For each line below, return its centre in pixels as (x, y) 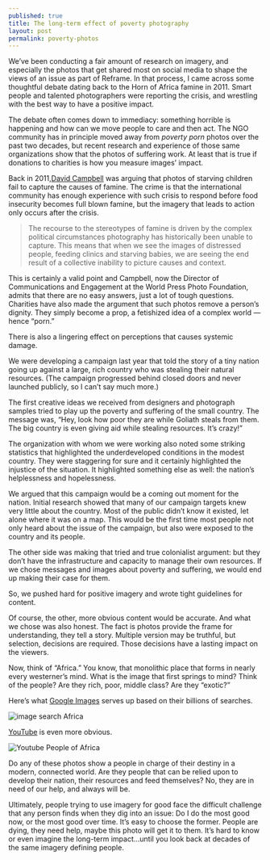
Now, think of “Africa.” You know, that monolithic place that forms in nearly (132, 668)
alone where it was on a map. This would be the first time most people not (131, 520)
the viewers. (29, 652)
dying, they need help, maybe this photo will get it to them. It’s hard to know (134, 831)
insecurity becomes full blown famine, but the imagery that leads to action (132, 204)
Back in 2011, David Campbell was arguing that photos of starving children (131, 178)
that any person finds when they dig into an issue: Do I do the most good (129, 813)
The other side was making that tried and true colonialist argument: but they (134, 552)
